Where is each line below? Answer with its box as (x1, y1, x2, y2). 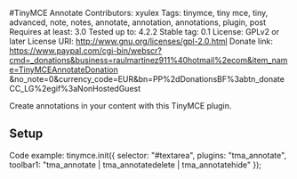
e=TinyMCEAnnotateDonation (9, 64, 118, 75)
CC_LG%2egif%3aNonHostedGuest (9, 84, 141, 94)
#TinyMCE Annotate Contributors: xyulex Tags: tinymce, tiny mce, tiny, (9, 8, 269, 18)
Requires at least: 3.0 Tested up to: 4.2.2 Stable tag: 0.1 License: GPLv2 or (9, 27, 280, 37)
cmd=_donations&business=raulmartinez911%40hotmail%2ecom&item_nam (9, 55, 288, 65)
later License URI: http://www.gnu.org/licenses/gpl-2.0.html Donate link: (9, 36, 274, 46)
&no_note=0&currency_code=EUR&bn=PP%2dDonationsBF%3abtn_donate (9, 74, 285, 84)
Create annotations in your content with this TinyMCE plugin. (9, 101, 232, 110)
